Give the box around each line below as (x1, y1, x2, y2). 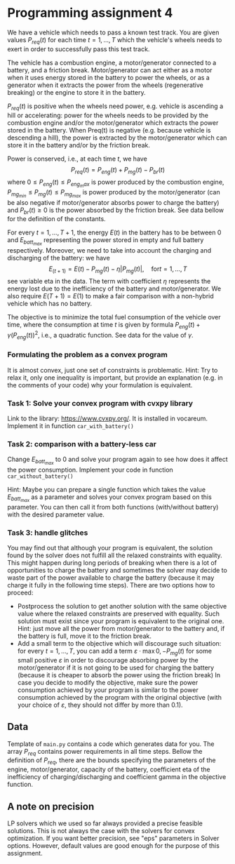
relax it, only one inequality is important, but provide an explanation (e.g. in (7, 373, 223, 382)
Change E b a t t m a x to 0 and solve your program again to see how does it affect (7, 455, 228, 466)
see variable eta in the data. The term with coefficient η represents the (7, 277, 211, 286)
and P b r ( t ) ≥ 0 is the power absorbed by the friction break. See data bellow (7, 206, 224, 215)
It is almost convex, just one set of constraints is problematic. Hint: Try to (7, 366, 218, 374)
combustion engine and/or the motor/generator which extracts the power (7, 118, 219, 127)
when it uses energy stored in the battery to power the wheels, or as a (7, 73, 210, 81)
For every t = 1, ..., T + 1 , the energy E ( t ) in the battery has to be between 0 (7, 228, 222, 237)
